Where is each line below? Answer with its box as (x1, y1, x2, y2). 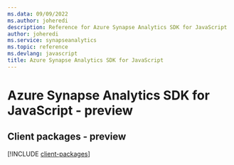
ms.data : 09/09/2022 (7, 10, 69, 18)
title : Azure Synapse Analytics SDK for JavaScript (7, 57, 164, 64)
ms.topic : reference (7, 43, 69, 50)
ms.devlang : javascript (7, 50, 78, 58)
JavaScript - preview (7, 102, 134, 118)
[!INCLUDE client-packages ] (7, 149, 90, 158)
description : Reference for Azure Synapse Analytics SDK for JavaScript (7, 23, 228, 31)
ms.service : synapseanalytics (7, 37, 97, 44)
